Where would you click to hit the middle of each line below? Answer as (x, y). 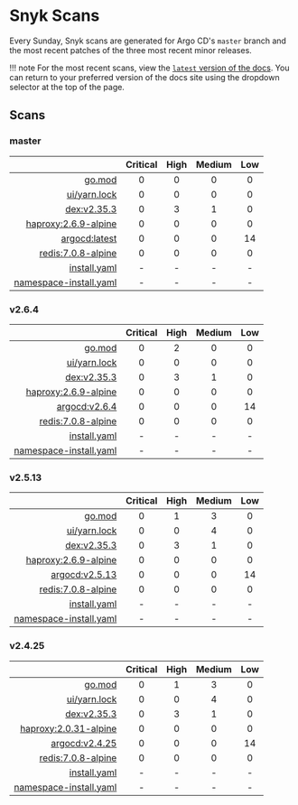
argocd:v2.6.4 (87, 406)
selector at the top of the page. (67, 87)
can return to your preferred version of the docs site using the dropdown (144, 77)
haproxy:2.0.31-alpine (68, 728)
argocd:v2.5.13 (84, 575)
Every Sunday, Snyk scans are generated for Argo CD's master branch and (148, 41)
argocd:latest (89, 238)
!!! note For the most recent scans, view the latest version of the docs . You (149, 68)
